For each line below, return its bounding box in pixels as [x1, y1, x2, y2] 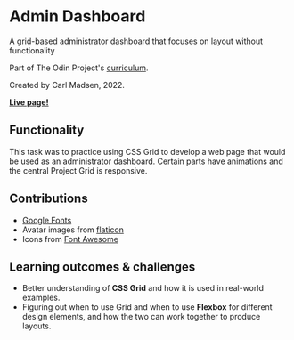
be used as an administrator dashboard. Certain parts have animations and [9, 156, 283, 166]
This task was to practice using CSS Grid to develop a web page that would [9, 146, 286, 157]
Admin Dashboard [9, 6, 146, 27]
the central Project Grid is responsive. [9, 165, 148, 175]
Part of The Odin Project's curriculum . [9, 62, 149, 73]
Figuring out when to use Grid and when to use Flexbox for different [21, 302, 274, 312]
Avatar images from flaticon [21, 224, 125, 235]
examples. [21, 292, 61, 304]
